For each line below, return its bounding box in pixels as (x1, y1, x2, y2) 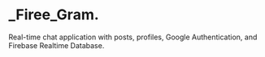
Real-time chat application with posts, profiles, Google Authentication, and (8, 32, 258, 42)
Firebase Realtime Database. (8, 40, 105, 50)
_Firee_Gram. (8, 6, 99, 24)
